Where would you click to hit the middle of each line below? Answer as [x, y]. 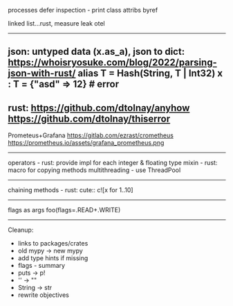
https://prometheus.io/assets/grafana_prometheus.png [86, 143]
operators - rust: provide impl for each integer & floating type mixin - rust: [113, 163]
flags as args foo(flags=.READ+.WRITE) [64, 210]
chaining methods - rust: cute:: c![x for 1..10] [71, 190]
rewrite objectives [44, 295]
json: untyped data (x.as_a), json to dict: [96, 52]
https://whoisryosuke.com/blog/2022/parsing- [112, 63]
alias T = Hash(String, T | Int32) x [150, 73]
